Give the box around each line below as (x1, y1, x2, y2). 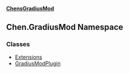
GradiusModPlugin (14, 60, 61, 67)
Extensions (14, 54, 42, 61)
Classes (6, 39, 30, 48)
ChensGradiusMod (6, 5, 54, 12)
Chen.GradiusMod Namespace (6, 22, 124, 32)
